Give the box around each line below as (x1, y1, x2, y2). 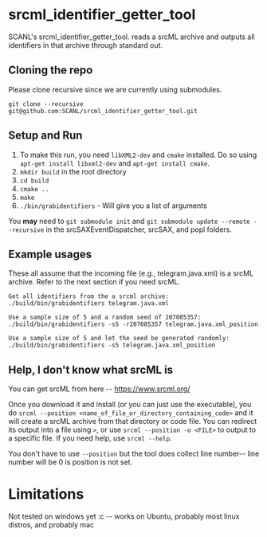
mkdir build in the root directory (19, 167, 127, 176)
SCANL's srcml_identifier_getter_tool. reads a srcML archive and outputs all (8, 32, 255, 41)
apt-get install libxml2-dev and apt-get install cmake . (19, 158, 210, 168)
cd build (19, 177, 49, 185)
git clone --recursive (8, 100, 84, 108)
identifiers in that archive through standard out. (8, 40, 163, 49)
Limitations (8, 485, 84, 504)
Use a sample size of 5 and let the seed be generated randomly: (8, 335, 230, 343)
